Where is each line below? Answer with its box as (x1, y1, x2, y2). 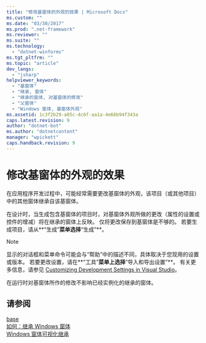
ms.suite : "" (6, 37, 40, 43)
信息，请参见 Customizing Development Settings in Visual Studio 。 (11, 266, 181, 273)
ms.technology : (6, 43, 45, 50)
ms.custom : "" (6, 15, 43, 21)
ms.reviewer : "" (6, 32, 48, 38)
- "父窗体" (12, 100, 37, 106)
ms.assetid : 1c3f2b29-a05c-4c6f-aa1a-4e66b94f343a (6, 111, 139, 118)
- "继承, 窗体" (12, 89, 47, 95)
